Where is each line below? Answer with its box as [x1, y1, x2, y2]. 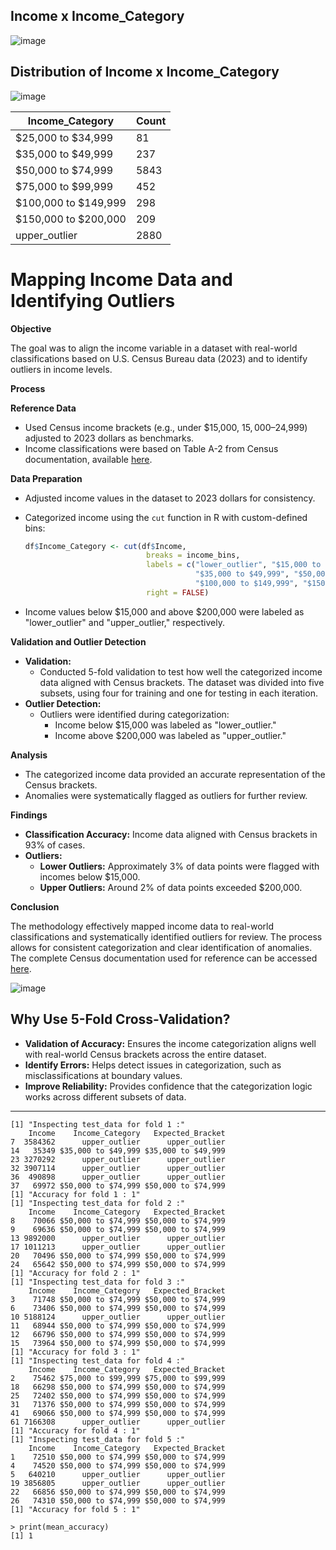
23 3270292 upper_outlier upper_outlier [10, 1154, 226, 1164]
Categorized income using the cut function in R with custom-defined [24, 511, 308, 523]
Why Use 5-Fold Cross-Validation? [10, 1011, 231, 1028]
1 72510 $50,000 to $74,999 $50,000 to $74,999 [10, 1452, 226, 1462]
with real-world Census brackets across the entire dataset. [24, 1048, 267, 1060]
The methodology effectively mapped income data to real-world [10, 920, 275, 932]
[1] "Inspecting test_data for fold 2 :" [10, 1198, 186, 1208]
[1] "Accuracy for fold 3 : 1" [10, 1347, 141, 1357]
